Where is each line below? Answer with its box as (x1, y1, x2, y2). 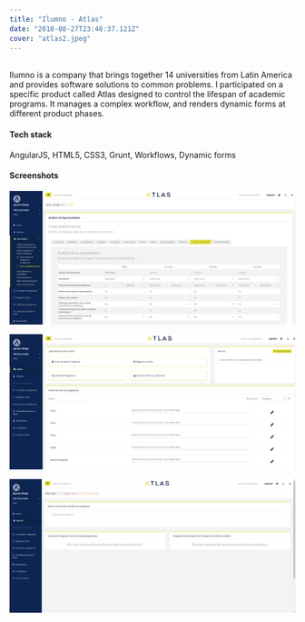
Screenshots (9, 170, 59, 181)
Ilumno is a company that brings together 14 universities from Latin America (9, 69, 293, 81)
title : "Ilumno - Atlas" (9, 15, 103, 24)
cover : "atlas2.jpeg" (9, 34, 92, 43)
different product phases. (9, 108, 104, 119)
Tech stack (9, 128, 53, 140)
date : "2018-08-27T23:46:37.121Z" (9, 24, 141, 34)
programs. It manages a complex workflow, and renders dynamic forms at (9, 98, 286, 109)
